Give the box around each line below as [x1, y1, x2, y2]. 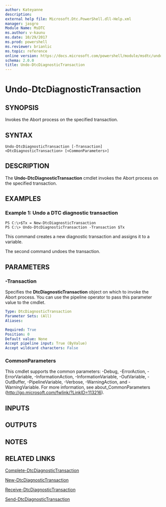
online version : [5, 53, 39, 58]
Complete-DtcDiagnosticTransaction [5, 467, 80, 473]
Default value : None [5, 336, 48, 342]
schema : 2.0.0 [5, 58, 35, 63]
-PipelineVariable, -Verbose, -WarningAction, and [27, 379, 127, 385]
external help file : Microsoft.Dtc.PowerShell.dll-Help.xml [5, 16, 132, 21]
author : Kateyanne [5, 7, 43, 12]
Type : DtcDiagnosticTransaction [5, 309, 72, 314]
